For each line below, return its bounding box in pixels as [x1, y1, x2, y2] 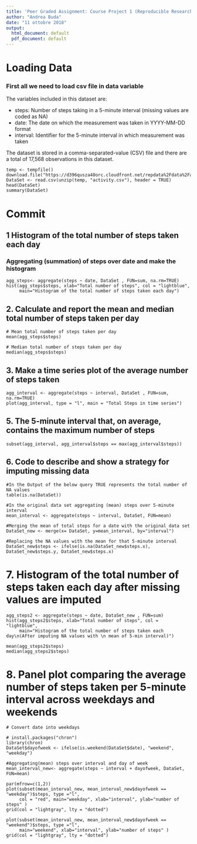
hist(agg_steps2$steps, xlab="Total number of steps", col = [6, 617, 159, 623]
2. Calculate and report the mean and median [6, 304, 174, 314]
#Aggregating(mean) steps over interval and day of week [6, 761, 148, 766]
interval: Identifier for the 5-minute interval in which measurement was [14, 132, 185, 139]
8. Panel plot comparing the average [6, 668, 186, 681]
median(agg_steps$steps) [6, 349, 67, 355]
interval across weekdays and [6, 692, 155, 706]
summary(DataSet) [6, 187, 49, 194]
